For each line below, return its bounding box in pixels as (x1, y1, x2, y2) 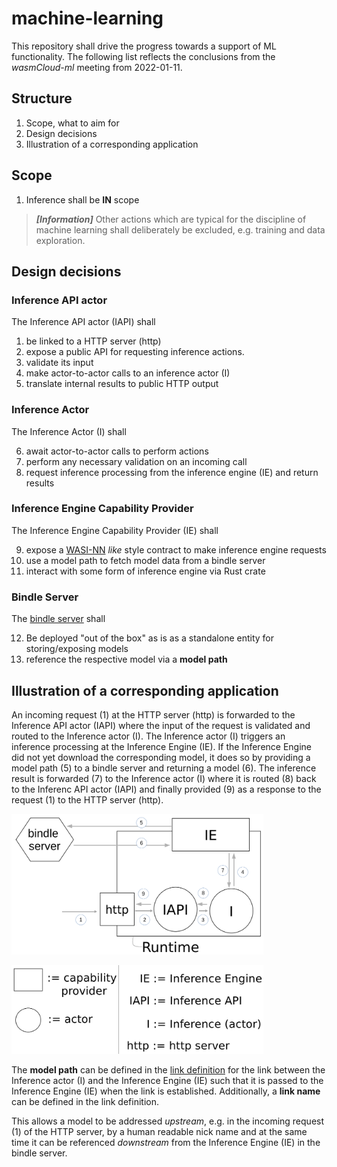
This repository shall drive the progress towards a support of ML (11, 40, 277, 52)
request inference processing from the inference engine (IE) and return (25, 466, 319, 478)
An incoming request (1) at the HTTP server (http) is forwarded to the (11, 708, 296, 721)
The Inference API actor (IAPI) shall (11, 316, 156, 328)
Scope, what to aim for (25, 117, 120, 129)
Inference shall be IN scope (25, 193, 140, 206)
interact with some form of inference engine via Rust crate (25, 565, 266, 577)
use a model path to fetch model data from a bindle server (25, 554, 266, 566)
